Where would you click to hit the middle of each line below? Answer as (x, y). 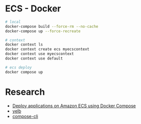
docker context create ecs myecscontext (47, 49)
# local (13, 22)
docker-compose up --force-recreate (43, 31)
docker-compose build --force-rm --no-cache (52, 26)
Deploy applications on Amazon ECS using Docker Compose (74, 106)
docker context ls (24, 45)
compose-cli (25, 116)
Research (25, 92)
